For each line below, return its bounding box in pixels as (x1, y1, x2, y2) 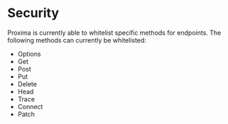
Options (17, 50, 41, 58)
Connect (17, 102, 43, 111)
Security (7, 5, 59, 21)
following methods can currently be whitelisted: (7, 35, 147, 44)
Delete (17, 79, 38, 88)
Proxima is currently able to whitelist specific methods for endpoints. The (7, 28, 222, 37)
